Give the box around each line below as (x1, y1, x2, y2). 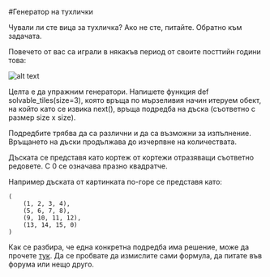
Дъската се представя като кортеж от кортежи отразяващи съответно (8, 153, 254, 162)
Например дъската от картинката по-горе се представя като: (8, 177, 223, 186)
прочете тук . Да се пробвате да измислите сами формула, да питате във (8, 251, 263, 260)
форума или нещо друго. (8, 259, 95, 269)
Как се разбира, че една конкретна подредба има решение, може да (8, 242, 250, 252)
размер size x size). (8, 113, 76, 122)
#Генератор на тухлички (8, 7, 93, 16)
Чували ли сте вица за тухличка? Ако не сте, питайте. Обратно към (8, 23, 242, 32)
